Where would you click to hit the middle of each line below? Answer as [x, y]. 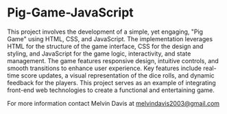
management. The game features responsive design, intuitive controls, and [113, 60]
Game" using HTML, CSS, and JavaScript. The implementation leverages [110, 38]
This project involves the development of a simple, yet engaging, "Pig [105, 32]
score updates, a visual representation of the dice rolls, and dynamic [118, 75]
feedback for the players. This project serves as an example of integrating [111, 82]
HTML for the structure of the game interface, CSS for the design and [105, 46]
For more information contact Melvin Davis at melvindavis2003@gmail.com [113, 103]
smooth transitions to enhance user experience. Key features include [105, 68]
